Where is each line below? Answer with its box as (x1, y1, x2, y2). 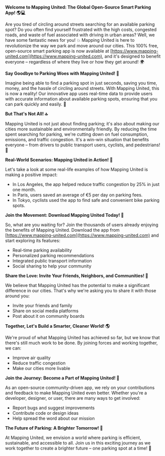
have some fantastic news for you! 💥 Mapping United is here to (5, 37, 135, 43)
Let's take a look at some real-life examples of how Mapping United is (5, 167, 148, 172)
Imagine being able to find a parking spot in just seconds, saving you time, (5, 80, 158, 86)
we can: (5, 345, 21, 351)
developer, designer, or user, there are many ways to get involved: (5, 395, 141, 401)
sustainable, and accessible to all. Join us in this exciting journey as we (5, 440, 151, 446)
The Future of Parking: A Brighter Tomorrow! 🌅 (5, 425, 103, 431)
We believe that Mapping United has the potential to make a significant (5, 282, 150, 288)
